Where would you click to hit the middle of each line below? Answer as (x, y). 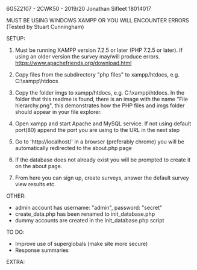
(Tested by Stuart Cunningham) (45, 27)
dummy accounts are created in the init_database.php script (89, 220)
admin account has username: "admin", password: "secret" (89, 208)
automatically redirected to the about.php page (73, 148)
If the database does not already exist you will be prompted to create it (103, 160)
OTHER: (16, 196)
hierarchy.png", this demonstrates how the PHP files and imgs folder (100, 105)
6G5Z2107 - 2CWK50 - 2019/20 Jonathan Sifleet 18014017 (79, 9)
